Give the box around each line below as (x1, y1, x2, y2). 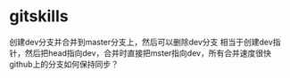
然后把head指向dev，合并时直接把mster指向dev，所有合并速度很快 (24, 47, 272, 58)
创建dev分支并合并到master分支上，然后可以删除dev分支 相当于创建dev (9, 36, 274, 47)
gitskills (9, 6, 69, 27)
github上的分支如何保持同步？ (9, 58, 119, 69)
